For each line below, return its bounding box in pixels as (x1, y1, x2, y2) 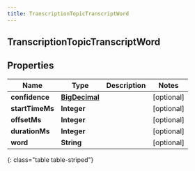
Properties (7, 60, 54, 72)
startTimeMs (10, 103, 54, 113)
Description (106, 80, 146, 90)
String (61, 137, 82, 147)
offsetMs (10, 114, 42, 124)
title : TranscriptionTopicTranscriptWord (7, 10, 130, 17)
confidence (10, 92, 50, 102)
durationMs (10, 126, 50, 136)
